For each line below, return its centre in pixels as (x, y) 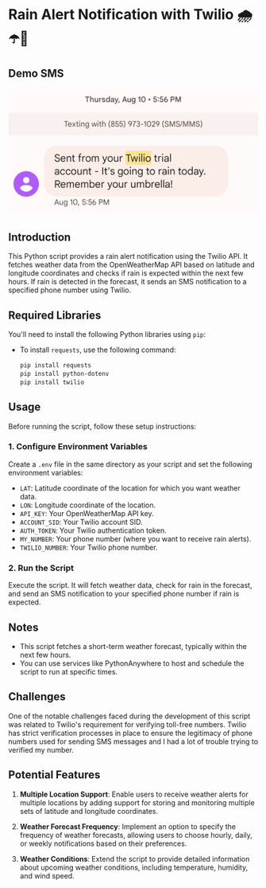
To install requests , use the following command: (98, 350)
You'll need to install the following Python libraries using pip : (107, 334)
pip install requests (55, 366)
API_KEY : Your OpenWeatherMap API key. (87, 513)
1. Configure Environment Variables (78, 447)
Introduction (40, 237)
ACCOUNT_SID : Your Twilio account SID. (81, 522)
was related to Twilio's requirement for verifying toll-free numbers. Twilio (127, 724)
